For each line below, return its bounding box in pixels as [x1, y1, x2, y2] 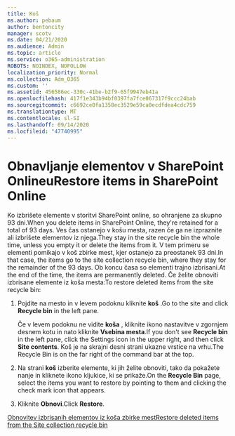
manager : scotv [7, 29, 52, 37]
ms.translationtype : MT [7, 108, 77, 115]
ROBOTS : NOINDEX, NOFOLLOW [7, 62, 86, 70]
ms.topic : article [7, 50, 61, 57]
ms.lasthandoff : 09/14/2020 [7, 121, 90, 128]
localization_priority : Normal [7, 69, 99, 76]
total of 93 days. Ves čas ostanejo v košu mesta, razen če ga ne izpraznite [7, 226, 222, 234]
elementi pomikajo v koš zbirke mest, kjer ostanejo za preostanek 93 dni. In [7, 249, 224, 257]
